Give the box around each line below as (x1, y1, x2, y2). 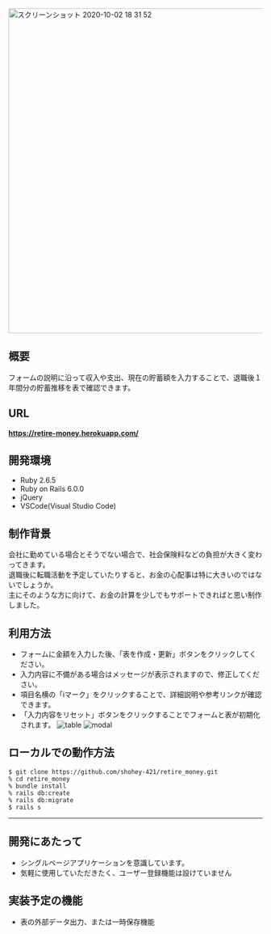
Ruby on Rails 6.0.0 (19, 484, 85, 494)
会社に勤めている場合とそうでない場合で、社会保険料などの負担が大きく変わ (8, 550, 263, 560)
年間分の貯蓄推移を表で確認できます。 (8, 382, 135, 392)
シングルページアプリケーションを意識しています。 (19, 857, 190, 868)
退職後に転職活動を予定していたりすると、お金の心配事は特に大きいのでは (8, 570, 256, 580)
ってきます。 (8, 560, 50, 569)
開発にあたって (8, 835, 82, 848)
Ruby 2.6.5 (19, 475, 56, 485)
